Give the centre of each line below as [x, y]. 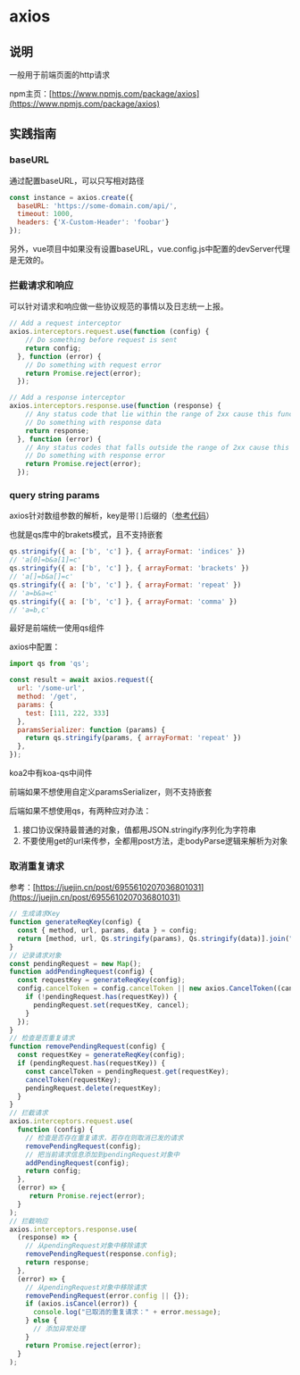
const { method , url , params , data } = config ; [108, 930]
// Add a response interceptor [67, 398]
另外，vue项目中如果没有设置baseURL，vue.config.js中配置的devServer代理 [150, 249]
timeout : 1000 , [46, 214]
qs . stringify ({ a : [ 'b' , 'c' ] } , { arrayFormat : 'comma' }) [124, 601]
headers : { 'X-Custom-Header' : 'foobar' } [93, 222]
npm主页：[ [31, 94]
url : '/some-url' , [52, 688]
